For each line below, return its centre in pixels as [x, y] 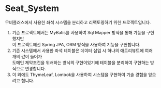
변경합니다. [35, 68]
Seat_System [32, 8]
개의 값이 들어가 [27, 56]
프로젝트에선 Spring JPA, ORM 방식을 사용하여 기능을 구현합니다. [79, 44]
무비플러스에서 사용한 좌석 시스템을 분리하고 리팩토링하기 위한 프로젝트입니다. [78, 22]
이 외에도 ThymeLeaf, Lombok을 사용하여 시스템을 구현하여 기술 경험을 [80, 75]
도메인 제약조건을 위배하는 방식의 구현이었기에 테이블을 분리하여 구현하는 [80, 63]
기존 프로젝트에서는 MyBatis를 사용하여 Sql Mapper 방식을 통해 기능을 [79, 32]
